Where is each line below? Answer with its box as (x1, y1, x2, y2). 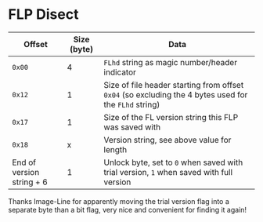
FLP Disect (8, 5, 79, 24)
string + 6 (12, 177, 49, 187)
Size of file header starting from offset (103, 79, 244, 90)
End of (12, 157, 37, 168)
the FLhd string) (103, 99, 160, 110)
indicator (103, 67, 137, 78)
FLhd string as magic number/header (103, 56, 237, 67)
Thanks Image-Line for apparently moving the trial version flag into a (8, 196, 229, 206)
